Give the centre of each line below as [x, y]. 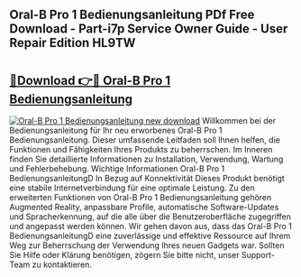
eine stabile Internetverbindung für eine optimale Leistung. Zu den [132, 188]
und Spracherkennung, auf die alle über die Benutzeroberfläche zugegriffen [150, 217]
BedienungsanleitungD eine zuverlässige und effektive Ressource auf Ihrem [150, 235]
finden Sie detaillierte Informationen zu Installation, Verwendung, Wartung [146, 159]
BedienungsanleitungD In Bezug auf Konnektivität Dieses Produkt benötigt [147, 178]
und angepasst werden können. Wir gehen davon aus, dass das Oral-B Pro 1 [151, 226]
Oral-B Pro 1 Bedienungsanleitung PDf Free [132, 15]
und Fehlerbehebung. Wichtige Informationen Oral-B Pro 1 [117, 169]
